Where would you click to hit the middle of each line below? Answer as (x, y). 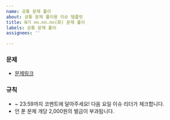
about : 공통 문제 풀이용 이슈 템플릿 (45, 17)
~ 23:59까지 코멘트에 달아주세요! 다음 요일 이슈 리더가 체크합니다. (89, 104)
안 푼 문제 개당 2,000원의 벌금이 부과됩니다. (65, 111)
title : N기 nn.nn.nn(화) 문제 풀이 (46, 22)
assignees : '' (23, 33)
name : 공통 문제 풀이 (29, 11)
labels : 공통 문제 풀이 (31, 28)
